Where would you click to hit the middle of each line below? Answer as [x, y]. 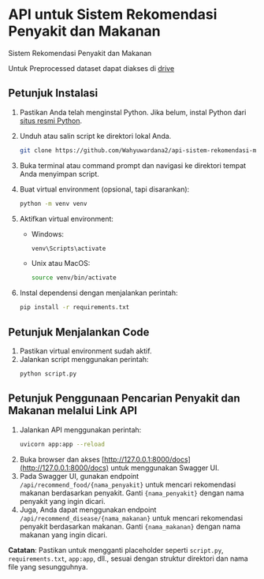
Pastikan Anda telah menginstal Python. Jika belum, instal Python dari [133, 112]
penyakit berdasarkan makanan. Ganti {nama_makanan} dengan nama [130, 526]
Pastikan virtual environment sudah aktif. [86, 351]
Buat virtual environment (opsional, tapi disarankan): [104, 189]
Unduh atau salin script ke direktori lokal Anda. [95, 136]
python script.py [48, 374]
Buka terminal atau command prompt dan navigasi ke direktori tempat [133, 165]
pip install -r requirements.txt [74, 308]
